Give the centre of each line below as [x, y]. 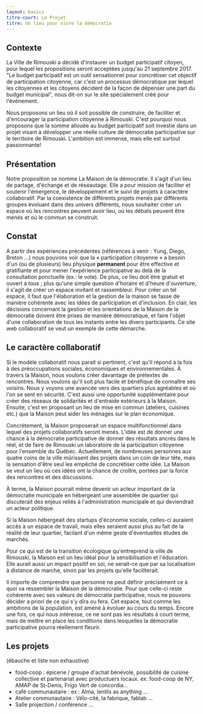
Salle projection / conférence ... [54, 705]
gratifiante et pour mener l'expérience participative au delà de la [86, 270]
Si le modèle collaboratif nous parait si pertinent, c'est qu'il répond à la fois [99, 362]
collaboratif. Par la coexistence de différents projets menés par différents [97, 198]
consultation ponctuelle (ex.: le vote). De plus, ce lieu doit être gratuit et [95, 277]
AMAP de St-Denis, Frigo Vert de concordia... [71, 685]
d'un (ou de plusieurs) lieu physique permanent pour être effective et [93, 264]
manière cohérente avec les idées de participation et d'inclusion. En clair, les [101, 302]
